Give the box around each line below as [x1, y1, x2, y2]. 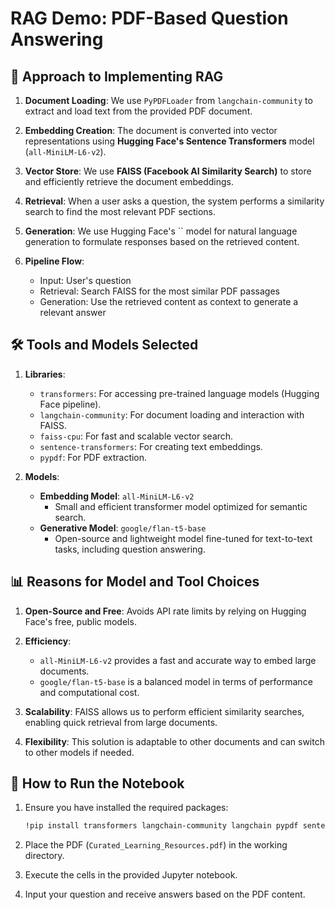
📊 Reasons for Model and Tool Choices [10, 573, 260, 591]
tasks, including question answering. [54, 543, 206, 555]
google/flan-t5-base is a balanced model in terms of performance [39, 675, 313, 687]
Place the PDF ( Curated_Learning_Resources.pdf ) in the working [24, 839, 288, 851]
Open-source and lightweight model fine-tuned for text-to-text [54, 532, 313, 544]
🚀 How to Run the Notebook [10, 775, 185, 792]
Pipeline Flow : [24, 255, 85, 267]
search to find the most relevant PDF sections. [24, 206, 217, 217]
